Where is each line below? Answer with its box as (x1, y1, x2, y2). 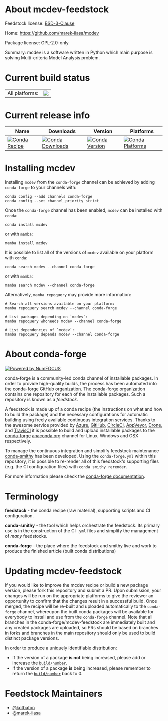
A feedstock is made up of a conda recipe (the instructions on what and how (5, 406, 163, 412)
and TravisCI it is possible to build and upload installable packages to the (5, 427, 155, 433)
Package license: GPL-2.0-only (5, 39, 69, 46)
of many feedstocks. (5, 533, 48, 539)
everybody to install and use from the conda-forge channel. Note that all (5, 614, 153, 620)
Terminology (5, 491, 59, 502)
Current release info (5, 110, 90, 121)
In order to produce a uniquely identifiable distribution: (5, 645, 117, 651)
